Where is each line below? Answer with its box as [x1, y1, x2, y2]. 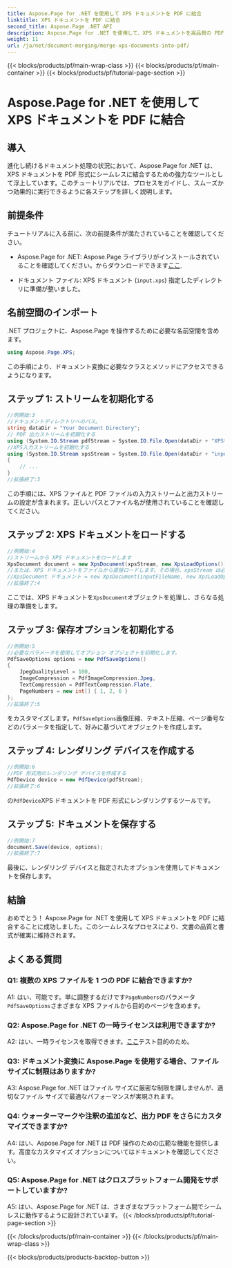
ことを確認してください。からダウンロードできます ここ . [23, 261, 183, 270]
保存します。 [19, 872, 55, 880]
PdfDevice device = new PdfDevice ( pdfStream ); [7, 776, 144, 783]
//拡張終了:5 [7, 700, 41, 707]
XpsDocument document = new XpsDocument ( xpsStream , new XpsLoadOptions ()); [7, 561, 230, 568]
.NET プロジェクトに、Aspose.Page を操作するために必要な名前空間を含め [7, 326, 220, 335]
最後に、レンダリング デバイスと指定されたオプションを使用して [7, 864, 190, 872]
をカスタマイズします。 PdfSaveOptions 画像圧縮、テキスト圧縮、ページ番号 [7, 714, 219, 722]
